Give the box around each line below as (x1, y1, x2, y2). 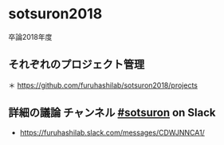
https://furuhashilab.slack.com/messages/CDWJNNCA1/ (19, 127, 205, 137)
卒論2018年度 (8, 32, 53, 41)
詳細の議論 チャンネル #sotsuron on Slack (8, 106, 217, 120)
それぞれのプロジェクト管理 (8, 57, 145, 72)
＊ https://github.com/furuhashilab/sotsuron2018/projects (8, 80, 198, 90)
